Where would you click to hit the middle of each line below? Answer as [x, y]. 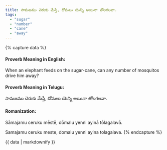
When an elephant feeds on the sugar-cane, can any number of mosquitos [82, 70]
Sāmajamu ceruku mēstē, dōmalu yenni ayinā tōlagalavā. [64, 122]
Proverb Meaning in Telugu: [35, 87]
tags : [11, 15]
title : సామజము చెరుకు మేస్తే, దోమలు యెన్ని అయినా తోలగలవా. [61, 10]
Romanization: [21, 111]
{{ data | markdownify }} [30, 142]
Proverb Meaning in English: [35, 59]
